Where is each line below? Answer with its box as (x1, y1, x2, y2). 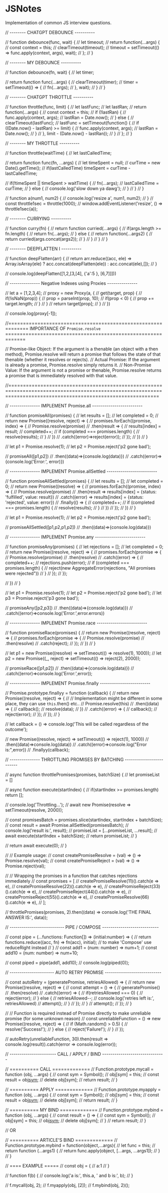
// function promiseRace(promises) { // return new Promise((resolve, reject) (5, 629, 160, 635)
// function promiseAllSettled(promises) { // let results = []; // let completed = (5, 478, 163, 484)
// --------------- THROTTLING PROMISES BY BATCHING (5, 756, 124, 763)
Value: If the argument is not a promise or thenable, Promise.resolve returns (5, 367, 162, 373)
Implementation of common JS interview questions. (5, 20, 112, 26)
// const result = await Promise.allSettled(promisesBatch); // (5, 822, 129, 828)
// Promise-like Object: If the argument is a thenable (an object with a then (5, 346, 158, 352)
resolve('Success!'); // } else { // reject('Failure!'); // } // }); (5, 1026, 124, 1032)
